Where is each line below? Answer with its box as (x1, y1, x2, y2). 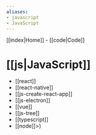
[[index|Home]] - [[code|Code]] (6, 37, 85, 44)
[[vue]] (14, 103, 33, 110)
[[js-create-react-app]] (14, 90, 72, 98)
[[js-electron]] (14, 97, 50, 104)
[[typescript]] (14, 116, 49, 124)
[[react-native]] (14, 84, 53, 91)
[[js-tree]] (14, 110, 40, 117)
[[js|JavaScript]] (6, 58, 91, 71)
